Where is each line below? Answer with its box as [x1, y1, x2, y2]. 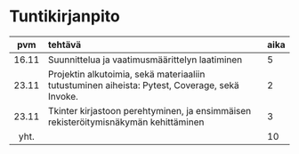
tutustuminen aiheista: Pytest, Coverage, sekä [47, 78, 239, 91]
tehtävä [47, 38, 82, 51]
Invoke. [47, 90, 78, 102]
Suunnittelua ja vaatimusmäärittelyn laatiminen [47, 53, 243, 66]
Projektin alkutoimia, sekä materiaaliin [47, 68, 206, 80]
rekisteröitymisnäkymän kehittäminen [47, 116, 205, 128]
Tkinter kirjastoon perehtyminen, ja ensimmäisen [47, 104, 252, 117]
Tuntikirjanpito [9, 6, 120, 27]
